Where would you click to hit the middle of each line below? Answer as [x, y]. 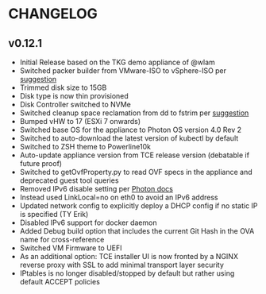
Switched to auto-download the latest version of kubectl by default [129, 138]
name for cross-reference [62, 240]
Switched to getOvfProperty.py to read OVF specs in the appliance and [136, 172]
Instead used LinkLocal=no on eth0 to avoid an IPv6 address [119, 197]
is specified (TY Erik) [54, 214]
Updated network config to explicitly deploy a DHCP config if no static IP [139, 206]
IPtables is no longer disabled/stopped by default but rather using [127, 273]
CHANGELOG [53, 14]
